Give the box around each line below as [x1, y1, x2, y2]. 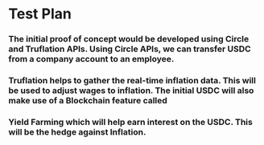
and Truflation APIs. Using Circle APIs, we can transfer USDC [8, 43, 251, 54]
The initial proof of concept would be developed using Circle [8, 34, 250, 45]
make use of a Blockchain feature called [8, 95, 167, 107]
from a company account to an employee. [8, 54, 175, 65]
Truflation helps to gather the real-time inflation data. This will [8, 75, 256, 87]
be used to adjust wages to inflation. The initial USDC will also [8, 85, 254, 96]
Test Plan [8, 5, 72, 23]
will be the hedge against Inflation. [8, 126, 146, 137]
